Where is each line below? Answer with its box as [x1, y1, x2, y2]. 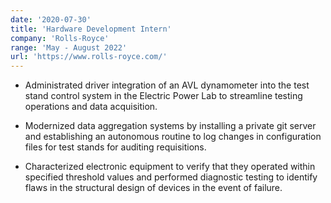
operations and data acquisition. [24, 101, 158, 113]
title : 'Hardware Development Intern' [10, 24, 172, 34]
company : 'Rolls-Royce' [10, 33, 110, 43]
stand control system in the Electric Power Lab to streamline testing [24, 90, 303, 102]
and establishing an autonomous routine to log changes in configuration [24, 131, 322, 143]
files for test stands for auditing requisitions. [24, 141, 207, 153]
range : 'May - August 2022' [10, 42, 128, 53]
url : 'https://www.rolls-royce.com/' [10, 52, 168, 62]
